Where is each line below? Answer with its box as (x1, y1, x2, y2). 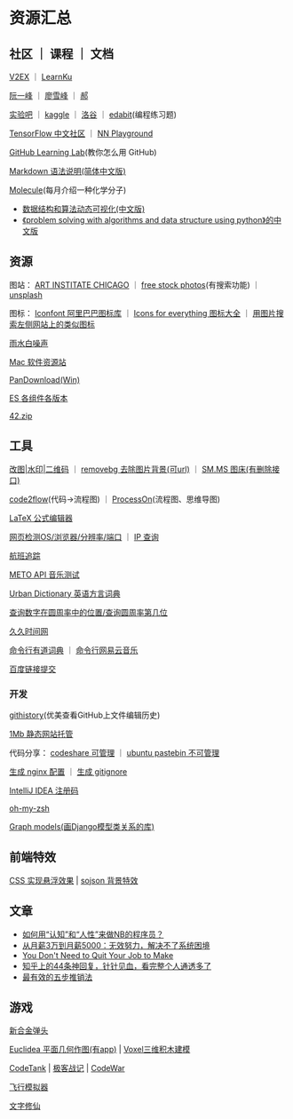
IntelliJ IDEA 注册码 (9, 785, 79, 796)
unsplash (9, 290, 43, 300)
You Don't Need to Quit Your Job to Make (21, 949, 174, 960)
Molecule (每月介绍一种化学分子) (9, 185, 127, 195)
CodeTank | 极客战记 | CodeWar (9, 1063, 126, 1074)
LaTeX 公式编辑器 (9, 512, 74, 523)
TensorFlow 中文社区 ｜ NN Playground (9, 128, 154, 139)
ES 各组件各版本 (9, 393, 68, 403)
